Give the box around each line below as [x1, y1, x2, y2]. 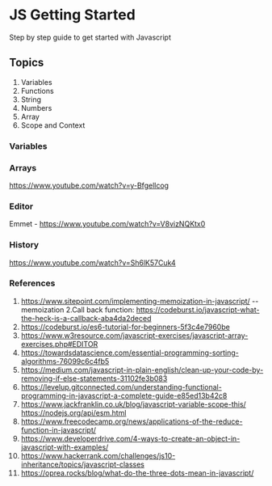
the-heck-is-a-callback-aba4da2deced [20, 313, 152, 323]
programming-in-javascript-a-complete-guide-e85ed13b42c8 [20, 391, 228, 400]
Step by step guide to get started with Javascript [9, 32, 172, 42]
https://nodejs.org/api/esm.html [20, 408, 127, 417]
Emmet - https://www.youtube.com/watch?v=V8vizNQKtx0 [9, 219, 206, 229]
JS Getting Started [9, 6, 136, 24]
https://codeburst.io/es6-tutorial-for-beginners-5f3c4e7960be [20, 322, 231, 332]
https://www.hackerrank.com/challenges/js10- [20, 450, 176, 460]
